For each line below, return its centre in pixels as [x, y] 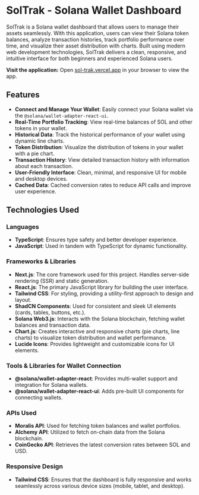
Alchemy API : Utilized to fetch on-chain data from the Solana [90, 432]
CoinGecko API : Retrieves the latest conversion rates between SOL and [102, 445]
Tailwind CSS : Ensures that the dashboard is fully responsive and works [103, 480]
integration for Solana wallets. [51, 385]
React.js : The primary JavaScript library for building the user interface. [102, 287]
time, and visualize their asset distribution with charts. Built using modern [96, 46]
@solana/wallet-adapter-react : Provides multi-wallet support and [96, 379]
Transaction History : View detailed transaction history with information [102, 160]
